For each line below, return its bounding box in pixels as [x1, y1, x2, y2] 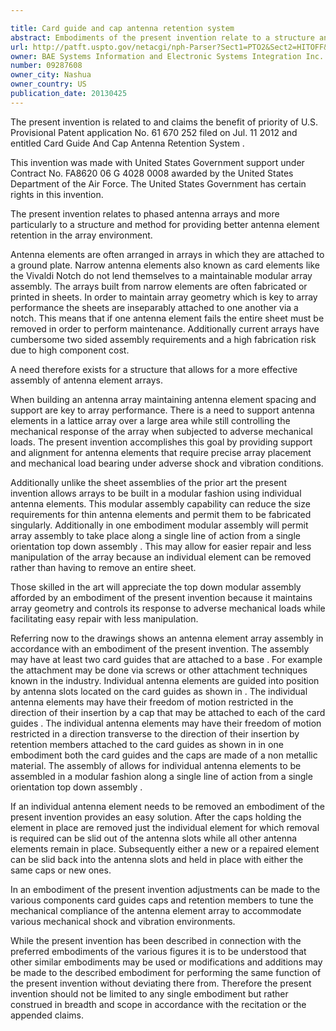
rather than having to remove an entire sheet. [10, 561, 197, 573]
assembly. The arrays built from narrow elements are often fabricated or [10, 280, 308, 292]
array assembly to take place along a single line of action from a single [10, 529, 301, 541]
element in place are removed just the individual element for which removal [10, 821, 320, 833]
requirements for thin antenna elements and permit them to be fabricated [10, 508, 312, 520]
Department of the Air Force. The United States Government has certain [10, 177, 307, 190]
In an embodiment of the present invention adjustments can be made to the [10, 883, 321, 895]
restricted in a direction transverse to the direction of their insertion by [10, 727, 300, 740]
